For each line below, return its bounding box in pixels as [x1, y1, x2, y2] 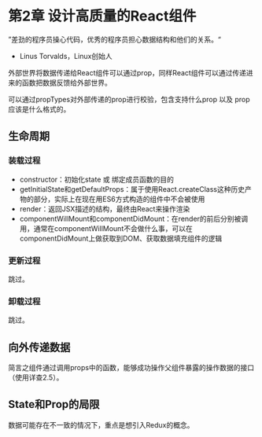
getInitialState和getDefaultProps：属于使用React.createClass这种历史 [19, 184, 245, 193]
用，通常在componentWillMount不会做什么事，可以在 [19, 223, 193, 233]
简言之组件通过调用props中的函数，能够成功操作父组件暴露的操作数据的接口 [8, 363, 254, 373]
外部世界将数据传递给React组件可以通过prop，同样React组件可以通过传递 [8, 68, 246, 77]
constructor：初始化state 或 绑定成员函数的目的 [19, 174, 175, 184]
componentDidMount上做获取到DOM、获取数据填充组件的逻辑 [19, 233, 223, 243]
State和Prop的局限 [8, 398, 100, 411]
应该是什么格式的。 [8, 104, 71, 114]
